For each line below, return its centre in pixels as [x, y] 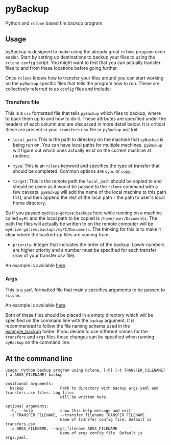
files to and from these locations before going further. [62, 68]
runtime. [21, 156]
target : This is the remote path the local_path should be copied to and [87, 181]
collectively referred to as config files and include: [58, 89]
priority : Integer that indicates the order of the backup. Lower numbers [89, 245]
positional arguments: [29, 384]
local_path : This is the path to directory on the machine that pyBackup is [88, 139]
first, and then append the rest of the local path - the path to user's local [89, 197]
